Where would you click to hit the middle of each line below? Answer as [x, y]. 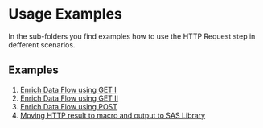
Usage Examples [66, 14]
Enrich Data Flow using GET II [69, 98]
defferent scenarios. [42, 44]
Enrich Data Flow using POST [69, 106]
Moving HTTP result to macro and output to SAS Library [113, 115]
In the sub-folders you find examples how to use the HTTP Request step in [132, 36]
